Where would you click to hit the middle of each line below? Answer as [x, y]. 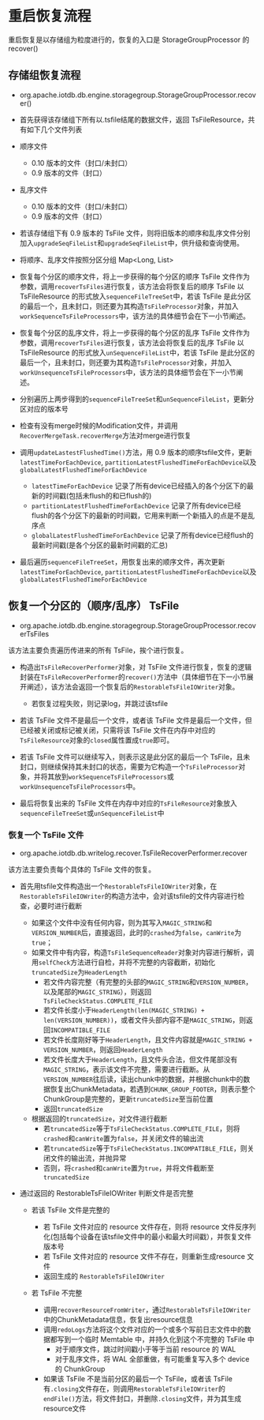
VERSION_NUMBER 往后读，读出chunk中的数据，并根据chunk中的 [143, 1079]
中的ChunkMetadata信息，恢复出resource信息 [118, 1319]
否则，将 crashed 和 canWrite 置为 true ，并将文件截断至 [128, 1168]
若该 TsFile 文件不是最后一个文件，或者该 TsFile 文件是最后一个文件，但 [136, 720]
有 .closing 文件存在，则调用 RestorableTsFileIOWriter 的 [134, 1388]
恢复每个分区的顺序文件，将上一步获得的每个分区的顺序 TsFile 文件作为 [135, 276]
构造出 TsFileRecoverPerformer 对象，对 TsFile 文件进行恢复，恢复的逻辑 [136, 667]
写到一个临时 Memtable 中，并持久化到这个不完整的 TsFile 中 [156, 1339]
